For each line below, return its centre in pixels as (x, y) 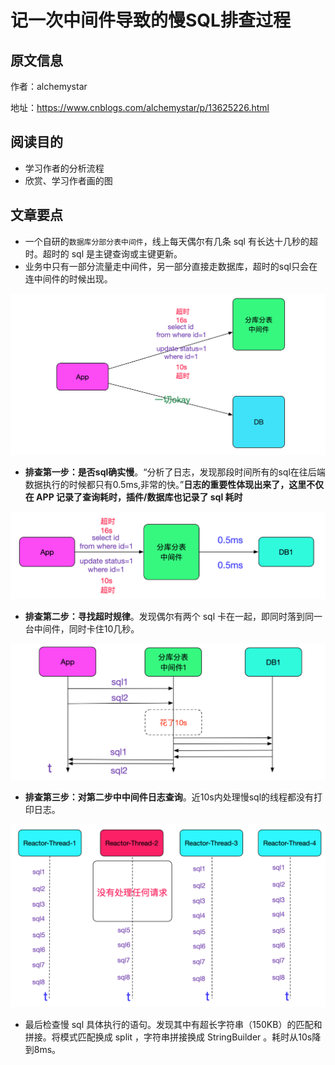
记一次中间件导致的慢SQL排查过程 (150, 20)
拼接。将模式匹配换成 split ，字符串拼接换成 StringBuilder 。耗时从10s (168, 1037)
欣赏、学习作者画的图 (68, 180)
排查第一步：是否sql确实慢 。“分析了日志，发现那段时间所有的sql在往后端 (175, 472)
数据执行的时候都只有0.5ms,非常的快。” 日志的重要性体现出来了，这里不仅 (174, 485)
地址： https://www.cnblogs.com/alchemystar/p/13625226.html (140, 107)
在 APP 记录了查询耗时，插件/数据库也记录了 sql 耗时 (133, 497)
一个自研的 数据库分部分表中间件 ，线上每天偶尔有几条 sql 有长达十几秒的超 (171, 241)
